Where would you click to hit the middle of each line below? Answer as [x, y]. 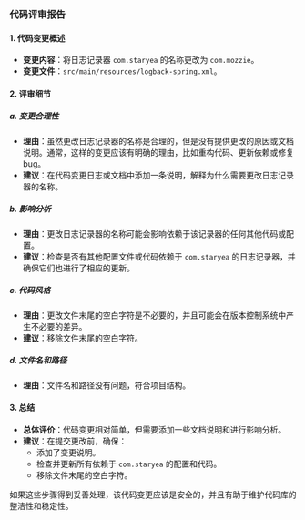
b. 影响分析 [30, 209]
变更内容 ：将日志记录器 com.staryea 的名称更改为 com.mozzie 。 [141, 60]
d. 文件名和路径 [38, 361]
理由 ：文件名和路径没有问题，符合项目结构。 [107, 385]
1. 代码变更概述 [37, 37]
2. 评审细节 [30, 94]
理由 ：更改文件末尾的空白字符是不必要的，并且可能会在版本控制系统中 [154, 315]
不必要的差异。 [59, 326]
